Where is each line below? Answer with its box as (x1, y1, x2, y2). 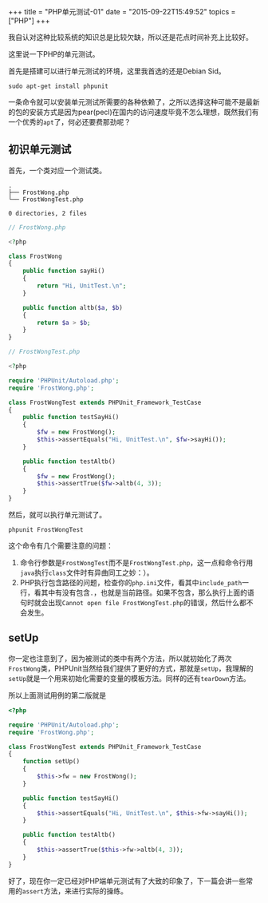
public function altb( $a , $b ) (22, 303, 124, 311)
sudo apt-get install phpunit (8, 82, 109, 90)
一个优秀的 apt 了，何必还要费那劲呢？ (8, 117, 132, 126)
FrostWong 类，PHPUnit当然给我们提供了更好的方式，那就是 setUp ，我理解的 (8, 663, 254, 673)
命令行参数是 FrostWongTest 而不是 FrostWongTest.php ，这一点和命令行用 (19, 558, 254, 568)
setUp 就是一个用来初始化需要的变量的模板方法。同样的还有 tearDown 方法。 (8, 673, 251, 683)
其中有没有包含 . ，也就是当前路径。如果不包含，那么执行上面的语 (41, 588, 254, 597)
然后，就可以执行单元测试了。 (8, 510, 106, 520)
